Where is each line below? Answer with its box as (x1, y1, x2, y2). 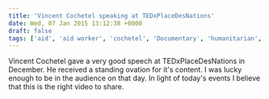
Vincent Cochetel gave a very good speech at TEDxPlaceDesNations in (8, 56, 246, 66)
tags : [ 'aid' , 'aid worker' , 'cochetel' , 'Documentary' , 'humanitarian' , (8, 34, 263, 43)
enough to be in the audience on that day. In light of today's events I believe (8, 73, 261, 83)
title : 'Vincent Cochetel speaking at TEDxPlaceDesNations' (8, 11, 216, 20)
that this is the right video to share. (8, 82, 124, 92)
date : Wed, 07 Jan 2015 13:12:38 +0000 (8, 19, 143, 27)
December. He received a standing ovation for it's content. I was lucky (8, 65, 242, 75)
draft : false (8, 27, 53, 35)
